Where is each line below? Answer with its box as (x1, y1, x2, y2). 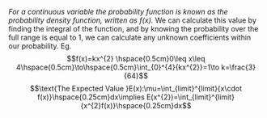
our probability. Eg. (8, 41, 72, 51)
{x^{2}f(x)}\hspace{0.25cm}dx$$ (80, 101, 192, 110)
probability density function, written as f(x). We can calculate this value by (8, 15, 257, 25)
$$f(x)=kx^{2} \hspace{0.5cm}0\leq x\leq (66, 54, 206, 63)
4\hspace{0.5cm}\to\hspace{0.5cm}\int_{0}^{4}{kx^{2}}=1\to (15, 62, 220, 72)
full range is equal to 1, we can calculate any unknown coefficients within (8, 32, 252, 42)
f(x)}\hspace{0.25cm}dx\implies (37, 92, 146, 102)
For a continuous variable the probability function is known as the (8, 7, 228, 16)
